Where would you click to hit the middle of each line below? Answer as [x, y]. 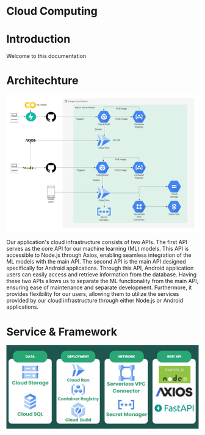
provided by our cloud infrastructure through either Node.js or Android [95, 301]
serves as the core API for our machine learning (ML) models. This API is [98, 249]
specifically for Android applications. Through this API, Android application [100, 268]
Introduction [38, 39]
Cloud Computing [52, 11]
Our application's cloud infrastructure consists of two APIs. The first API [97, 242]
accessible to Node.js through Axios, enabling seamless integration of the [99, 255]
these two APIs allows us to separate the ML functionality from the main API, [103, 281]
